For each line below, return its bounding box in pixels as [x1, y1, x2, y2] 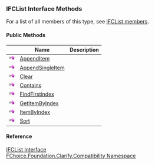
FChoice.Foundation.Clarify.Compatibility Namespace [6, 152, 136, 159]
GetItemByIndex [19, 99, 59, 107]
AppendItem [19, 55, 50, 62]
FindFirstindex [19, 90, 55, 98]
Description [70, 46, 99, 53]
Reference [6, 133, 32, 140]
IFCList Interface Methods [6, 5, 83, 13]
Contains [19, 82, 42, 89]
